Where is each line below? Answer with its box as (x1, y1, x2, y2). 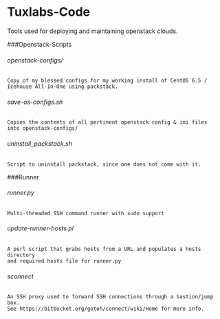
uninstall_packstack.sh (7, 139, 72, 148)
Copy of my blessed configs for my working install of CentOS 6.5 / (7, 77, 208, 85)
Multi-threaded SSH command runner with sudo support (7, 210, 165, 217)
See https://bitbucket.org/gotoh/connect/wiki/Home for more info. (7, 305, 205, 313)
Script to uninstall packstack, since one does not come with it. (7, 161, 201, 168)
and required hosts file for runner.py (7, 257, 122, 265)
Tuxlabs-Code (7, 4, 91, 20)
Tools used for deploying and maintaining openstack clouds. (7, 27, 178, 35)
